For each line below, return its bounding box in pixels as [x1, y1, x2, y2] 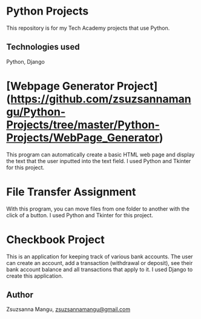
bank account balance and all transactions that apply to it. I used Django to [6, 266, 193, 273]
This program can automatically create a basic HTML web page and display [6, 150, 195, 158]
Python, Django [6, 58, 45, 65]
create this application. [6, 272, 64, 280]
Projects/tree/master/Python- [6, 118, 160, 132]
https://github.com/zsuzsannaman [10, 92, 192, 106]
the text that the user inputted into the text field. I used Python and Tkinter [6, 157, 191, 164]
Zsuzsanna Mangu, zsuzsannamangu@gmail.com [6, 306, 131, 313]
